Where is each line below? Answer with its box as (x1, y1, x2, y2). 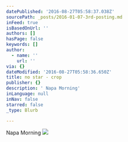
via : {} (6, 63, 25, 70)
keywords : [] (6, 42, 38, 48)
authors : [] (6, 31, 35, 37)
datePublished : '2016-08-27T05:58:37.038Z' (6, 8, 115, 15)
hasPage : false (6, 36, 44, 42)
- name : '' (11, 52, 38, 58)
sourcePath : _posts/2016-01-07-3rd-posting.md (6, 14, 123, 20)
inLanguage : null (6, 91, 49, 97)
